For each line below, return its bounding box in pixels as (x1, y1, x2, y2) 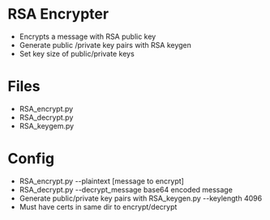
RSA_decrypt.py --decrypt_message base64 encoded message (19, 184, 233, 194)
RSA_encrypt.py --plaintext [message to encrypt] (19, 176, 184, 186)
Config (7, 150, 54, 168)
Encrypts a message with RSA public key (19, 32, 156, 41)
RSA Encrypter (7, 5, 109, 23)
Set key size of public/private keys (19, 49, 135, 58)
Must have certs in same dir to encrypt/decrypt (19, 201, 178, 211)
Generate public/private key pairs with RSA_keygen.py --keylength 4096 (19, 193, 263, 203)
